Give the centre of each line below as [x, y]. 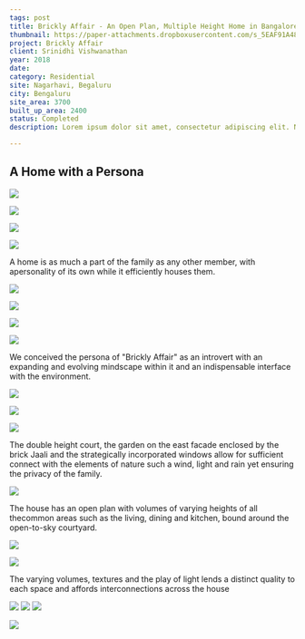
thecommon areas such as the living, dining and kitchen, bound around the [149, 518]
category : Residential [52, 77]
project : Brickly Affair [56, 43]
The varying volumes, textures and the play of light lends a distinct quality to [152, 579]
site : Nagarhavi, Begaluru [60, 85]
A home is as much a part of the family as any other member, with [133, 261]
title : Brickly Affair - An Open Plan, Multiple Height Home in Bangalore [154, 26]
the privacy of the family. [56, 473]
